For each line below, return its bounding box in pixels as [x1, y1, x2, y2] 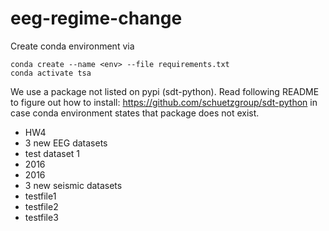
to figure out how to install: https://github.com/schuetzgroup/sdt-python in [10, 96, 318, 108]
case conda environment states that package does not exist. [10, 107, 260, 119]
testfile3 [24, 211, 59, 223]
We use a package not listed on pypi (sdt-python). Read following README [10, 85, 320, 97]
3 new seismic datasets [24, 179, 123, 191]
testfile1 [24, 190, 57, 202]
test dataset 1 [24, 147, 81, 159]
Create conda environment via [10, 40, 135, 52]
